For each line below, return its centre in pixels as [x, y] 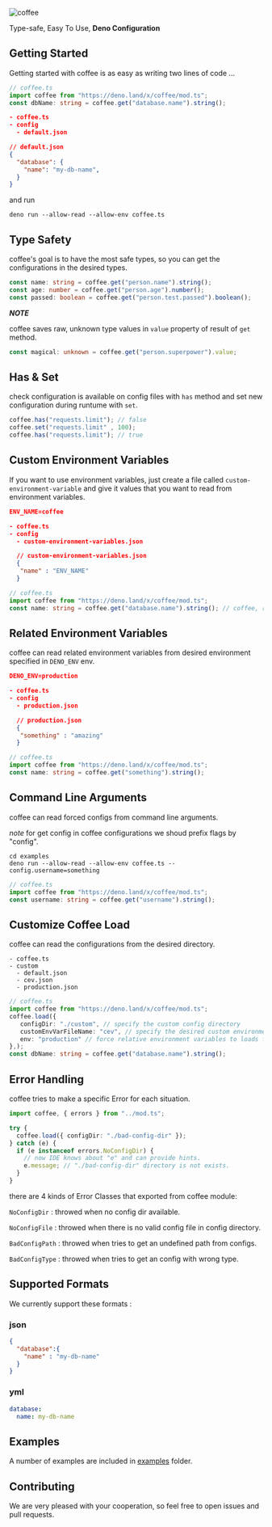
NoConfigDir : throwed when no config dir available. [95, 1212]
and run [22, 200]
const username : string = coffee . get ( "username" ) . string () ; [113, 900]
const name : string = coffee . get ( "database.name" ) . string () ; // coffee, [134, 608]
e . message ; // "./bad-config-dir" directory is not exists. [127, 1166]
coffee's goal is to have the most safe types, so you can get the [115, 259]
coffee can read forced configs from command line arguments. [114, 817]
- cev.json [35, 981]
